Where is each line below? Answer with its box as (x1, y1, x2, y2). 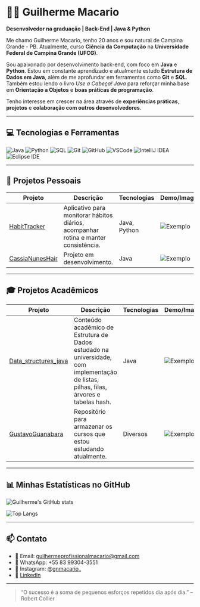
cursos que (74, 430, 106, 438)
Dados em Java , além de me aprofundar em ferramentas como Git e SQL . (6, 73, 187, 80)
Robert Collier (20, 595, 55, 602)
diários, (63, 218, 85, 227)
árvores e (74, 391, 101, 399)
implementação (74, 368, 117, 376)
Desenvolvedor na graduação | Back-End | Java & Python (6, 25, 151, 32)
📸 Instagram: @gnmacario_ (14, 565, 82, 572)
